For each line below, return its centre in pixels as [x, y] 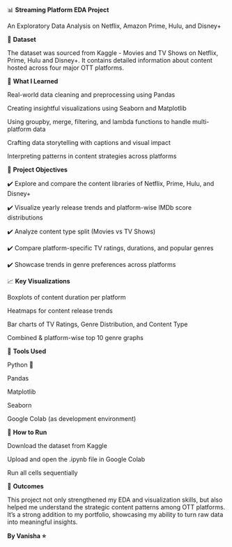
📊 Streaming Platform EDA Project [58, 10]
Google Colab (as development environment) [72, 419]
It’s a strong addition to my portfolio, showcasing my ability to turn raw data [115, 515]
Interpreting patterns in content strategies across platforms [92, 156]
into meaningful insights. [42, 522]
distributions [25, 217]
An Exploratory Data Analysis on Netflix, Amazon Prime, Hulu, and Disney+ [114, 26]
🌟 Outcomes [25, 486]
